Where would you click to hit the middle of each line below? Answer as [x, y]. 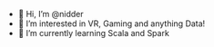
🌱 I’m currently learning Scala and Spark [94, 33]
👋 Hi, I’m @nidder [51, 14]
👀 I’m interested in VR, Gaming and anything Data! [112, 23]
